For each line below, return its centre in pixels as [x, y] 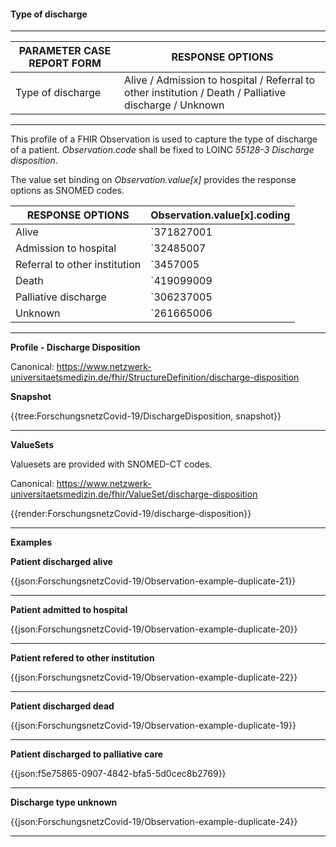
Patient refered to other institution [82, 658]
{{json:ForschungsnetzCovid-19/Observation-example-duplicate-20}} [154, 629]
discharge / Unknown [174, 105]
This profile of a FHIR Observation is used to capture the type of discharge [164, 139]
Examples [31, 542]
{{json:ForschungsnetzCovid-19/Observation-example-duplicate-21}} [153, 581]
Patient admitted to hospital [69, 610]
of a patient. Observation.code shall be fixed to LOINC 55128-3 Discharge [162, 150]
